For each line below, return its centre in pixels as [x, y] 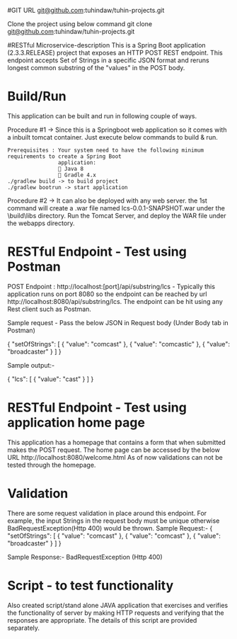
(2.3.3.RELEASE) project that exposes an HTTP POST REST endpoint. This [115, 53]
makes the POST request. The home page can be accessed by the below [114, 450]
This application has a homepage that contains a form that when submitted [117, 442]
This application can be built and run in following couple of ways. [102, 115]
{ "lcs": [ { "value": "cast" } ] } [51, 379]
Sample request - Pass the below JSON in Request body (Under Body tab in [118, 322]
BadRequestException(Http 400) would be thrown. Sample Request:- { [110, 528]
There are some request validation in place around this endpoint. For [107, 513]
